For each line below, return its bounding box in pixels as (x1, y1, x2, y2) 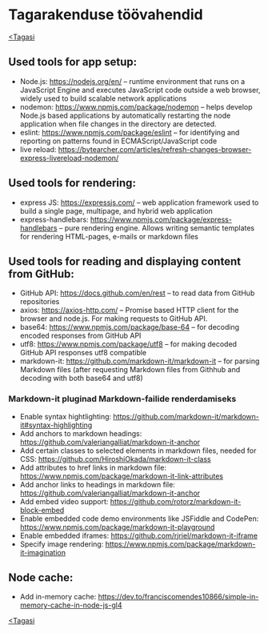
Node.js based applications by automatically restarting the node (19, 110, 231, 120)
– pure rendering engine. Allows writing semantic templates (58, 222, 254, 233)
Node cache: (8, 571, 74, 585)
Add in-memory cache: (19, 592, 97, 602)
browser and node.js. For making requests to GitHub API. (19, 314, 208, 323)
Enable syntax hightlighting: (19, 411, 112, 421)
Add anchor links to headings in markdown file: (19, 479, 176, 489)
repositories (19, 297, 60, 306)
